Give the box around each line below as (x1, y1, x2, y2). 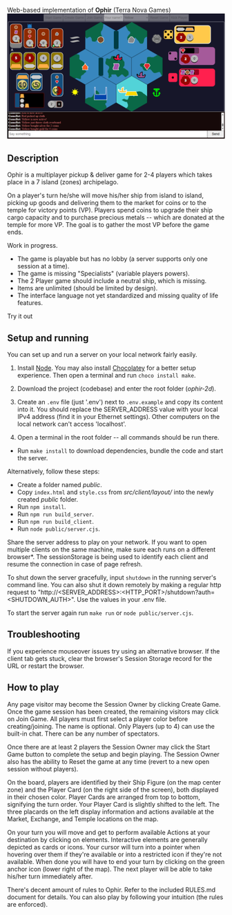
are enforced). (7, 900, 48, 908)
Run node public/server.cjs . (17, 524, 100, 533)
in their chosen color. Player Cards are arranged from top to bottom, (7, 793, 200, 801)
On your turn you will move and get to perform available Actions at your (7, 828, 211, 836)
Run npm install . (17, 503, 67, 511)
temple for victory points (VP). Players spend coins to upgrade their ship (7, 206, 213, 215)
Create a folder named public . (17, 481, 102, 489)
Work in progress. (7, 242, 58, 250)
